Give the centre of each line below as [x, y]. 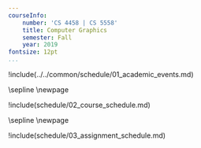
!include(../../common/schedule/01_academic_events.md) [101, 74]
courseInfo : [28, 15]
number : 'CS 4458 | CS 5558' [70, 23]
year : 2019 [40, 45]
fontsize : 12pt [33, 52]
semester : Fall [47, 37]
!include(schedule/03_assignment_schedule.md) [87, 135]
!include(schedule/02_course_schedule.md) [80, 105]
